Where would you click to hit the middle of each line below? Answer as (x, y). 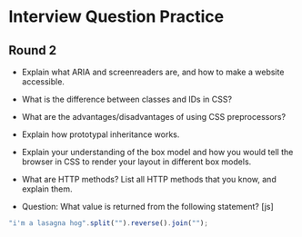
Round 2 (32, 50)
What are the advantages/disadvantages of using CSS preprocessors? (154, 117)
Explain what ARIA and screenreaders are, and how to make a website (153, 72)
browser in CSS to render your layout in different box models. (136, 162)
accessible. (43, 82)
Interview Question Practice (116, 17)
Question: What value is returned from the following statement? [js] (147, 207)
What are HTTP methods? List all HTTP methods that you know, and (149, 179)
